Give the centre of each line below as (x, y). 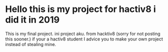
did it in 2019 (32, 20)
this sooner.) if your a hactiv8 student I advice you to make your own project (84, 39)
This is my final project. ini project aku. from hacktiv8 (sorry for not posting (83, 33)
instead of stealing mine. (31, 44)
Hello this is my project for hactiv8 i (80, 9)
